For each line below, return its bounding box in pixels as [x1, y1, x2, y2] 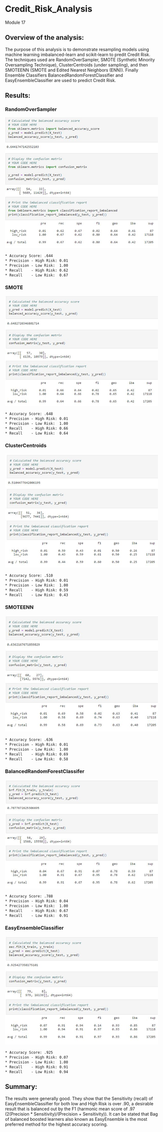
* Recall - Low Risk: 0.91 [5, 914, 68, 918]
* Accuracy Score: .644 [5, 253, 53, 258]
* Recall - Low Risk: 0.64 [5, 431, 68, 436]
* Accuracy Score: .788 [5, 894, 53, 899]
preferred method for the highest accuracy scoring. [5, 1121, 108, 1127]
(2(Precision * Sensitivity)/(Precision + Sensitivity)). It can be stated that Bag [5, 1111, 158, 1117]
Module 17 [5, 19, 26, 25]
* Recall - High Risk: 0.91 [5, 1065, 68, 1069]
